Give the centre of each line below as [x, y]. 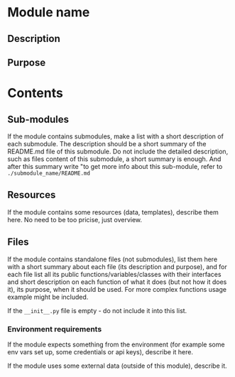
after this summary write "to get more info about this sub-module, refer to [115, 166]
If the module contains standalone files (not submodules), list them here [113, 259]
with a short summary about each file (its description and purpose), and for [117, 266]
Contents [35, 93]
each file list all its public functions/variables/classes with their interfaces [114, 274]
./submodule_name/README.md [49, 173]
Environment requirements [55, 329]
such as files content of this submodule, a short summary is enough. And [114, 159]
